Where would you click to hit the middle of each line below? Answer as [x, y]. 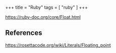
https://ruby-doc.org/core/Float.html [43, 17]
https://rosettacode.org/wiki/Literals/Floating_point [58, 45]
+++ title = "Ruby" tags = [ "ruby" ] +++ [47, 7]
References [24, 33]
